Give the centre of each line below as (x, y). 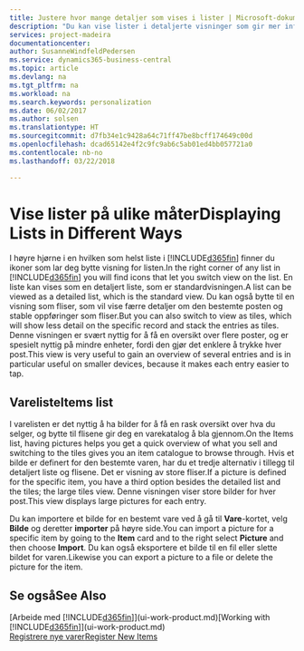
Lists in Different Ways (96, 233)
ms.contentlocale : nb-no (56, 152)
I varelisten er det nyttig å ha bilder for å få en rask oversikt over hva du (142, 424)
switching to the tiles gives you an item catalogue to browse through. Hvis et (152, 453)
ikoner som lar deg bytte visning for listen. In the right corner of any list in (145, 267)
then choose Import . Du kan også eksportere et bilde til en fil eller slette (143, 548)
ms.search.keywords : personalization (81, 102)
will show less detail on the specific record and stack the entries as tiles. (144, 325)
